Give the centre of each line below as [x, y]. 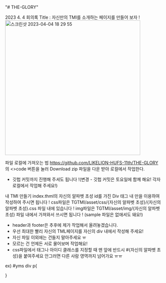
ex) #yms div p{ [21, 266]
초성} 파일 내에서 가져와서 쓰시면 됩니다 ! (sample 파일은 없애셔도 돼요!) [74, 215]
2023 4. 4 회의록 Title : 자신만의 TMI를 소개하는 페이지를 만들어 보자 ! [72, 17]
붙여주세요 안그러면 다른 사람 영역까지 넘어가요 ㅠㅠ [73, 256]
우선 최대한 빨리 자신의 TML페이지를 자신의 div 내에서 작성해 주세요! [78, 231]
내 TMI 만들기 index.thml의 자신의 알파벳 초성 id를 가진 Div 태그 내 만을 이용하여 [83, 196]
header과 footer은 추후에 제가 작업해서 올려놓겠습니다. [65, 225]
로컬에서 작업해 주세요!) [35, 185]
